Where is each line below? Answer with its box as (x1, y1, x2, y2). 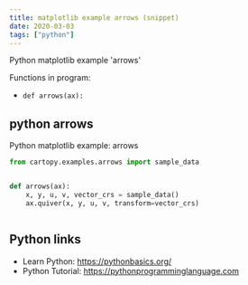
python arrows (9, 116, 94, 131)
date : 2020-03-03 (9, 22, 75, 31)
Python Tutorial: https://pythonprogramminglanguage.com (22, 265, 240, 276)
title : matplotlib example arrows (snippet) (9, 13, 179, 23)
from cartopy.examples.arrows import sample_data (9, 157, 200, 167)
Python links (9, 232, 81, 247)
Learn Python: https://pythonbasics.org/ (22, 255, 172, 267)
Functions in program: (9, 72, 91, 83)
